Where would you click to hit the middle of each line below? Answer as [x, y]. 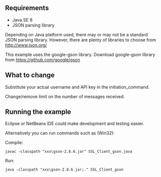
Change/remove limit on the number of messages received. [65, 96]
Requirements [27, 8]
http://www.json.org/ [26, 45]
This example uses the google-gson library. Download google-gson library [80, 54]
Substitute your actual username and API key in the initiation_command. [77, 87]
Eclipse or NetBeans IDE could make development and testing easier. [75, 124]
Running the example [38, 112]
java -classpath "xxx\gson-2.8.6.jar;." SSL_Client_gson [64, 170]
